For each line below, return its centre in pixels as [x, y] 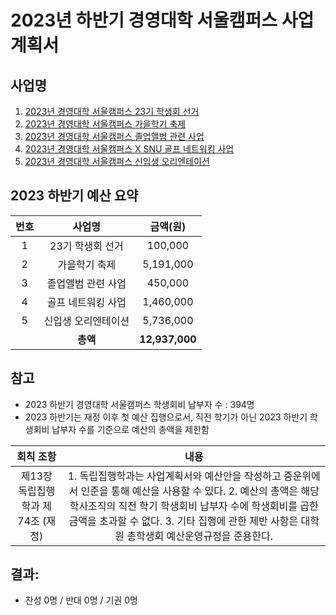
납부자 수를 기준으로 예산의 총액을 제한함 [130, 429]
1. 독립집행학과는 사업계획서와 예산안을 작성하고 [174, 476]
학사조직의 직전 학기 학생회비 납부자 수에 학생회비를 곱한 [194, 506]
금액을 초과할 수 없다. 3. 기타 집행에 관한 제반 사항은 [183, 521]
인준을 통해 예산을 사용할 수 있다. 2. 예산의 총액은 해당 [200, 491]
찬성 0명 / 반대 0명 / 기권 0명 [81, 600]
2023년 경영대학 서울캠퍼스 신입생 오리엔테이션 [117, 161]
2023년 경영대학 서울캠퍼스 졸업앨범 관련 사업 [114, 136]
